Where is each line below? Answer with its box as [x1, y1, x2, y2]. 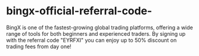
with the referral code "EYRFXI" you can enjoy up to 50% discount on [6, 36, 177, 43]
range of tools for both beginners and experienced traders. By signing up [6, 30, 186, 37]
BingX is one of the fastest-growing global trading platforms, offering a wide [6, 24, 194, 31]
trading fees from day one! [6, 43, 71, 50]
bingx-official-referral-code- [6, 4, 153, 18]
